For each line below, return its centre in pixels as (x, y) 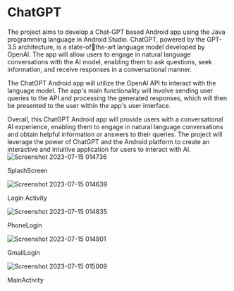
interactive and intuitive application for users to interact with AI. (99, 149)
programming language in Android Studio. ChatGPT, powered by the (106, 39)
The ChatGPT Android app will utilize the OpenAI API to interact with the (112, 83)
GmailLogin (24, 252)
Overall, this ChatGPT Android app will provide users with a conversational (115, 119)
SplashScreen (27, 170)
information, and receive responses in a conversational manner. (100, 69)
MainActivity (25, 280)
